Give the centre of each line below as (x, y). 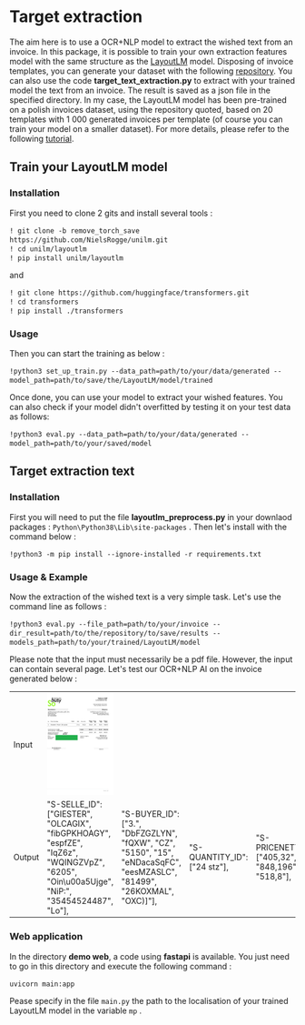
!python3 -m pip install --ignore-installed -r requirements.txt (135, 554)
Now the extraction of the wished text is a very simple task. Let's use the (145, 597)
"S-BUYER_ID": (150, 814)
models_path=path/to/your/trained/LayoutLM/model (105, 642)
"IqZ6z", (63, 852)
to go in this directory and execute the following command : (121, 966)
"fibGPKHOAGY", (79, 833)
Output (26, 858)
